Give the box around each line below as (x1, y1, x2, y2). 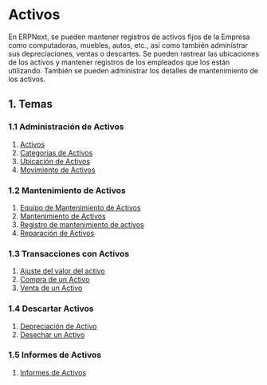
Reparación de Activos (19, 228, 95, 238)
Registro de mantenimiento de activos (19, 219, 145, 229)
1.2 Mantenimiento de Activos (8, 185, 126, 196)
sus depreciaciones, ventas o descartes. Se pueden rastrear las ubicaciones (8, 49, 260, 58)
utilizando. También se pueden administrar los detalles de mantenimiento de (8, 65, 259, 75)
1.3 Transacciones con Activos (8, 248, 130, 259)
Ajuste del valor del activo (19, 266, 105, 276)
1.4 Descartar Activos (8, 303, 94, 314)
